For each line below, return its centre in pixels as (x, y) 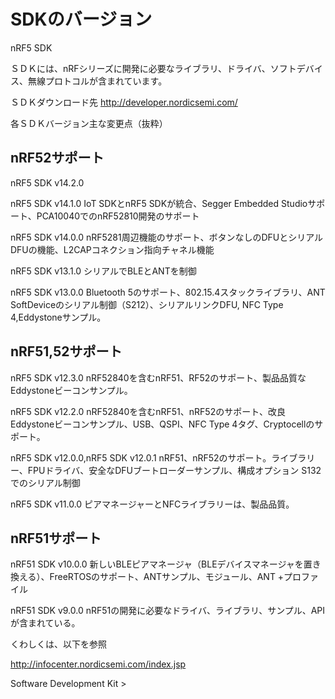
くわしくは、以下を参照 (58, 644)
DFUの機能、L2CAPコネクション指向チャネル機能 (112, 249)
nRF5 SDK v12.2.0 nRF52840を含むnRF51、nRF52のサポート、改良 (148, 411)
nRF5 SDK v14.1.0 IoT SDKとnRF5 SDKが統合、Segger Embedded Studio (159, 203)
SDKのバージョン (81, 19)
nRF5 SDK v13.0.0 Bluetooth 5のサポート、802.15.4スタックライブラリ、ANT (168, 292)
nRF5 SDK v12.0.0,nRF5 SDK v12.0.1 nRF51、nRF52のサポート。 (141, 457)
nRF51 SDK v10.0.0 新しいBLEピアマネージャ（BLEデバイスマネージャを (157, 564)
